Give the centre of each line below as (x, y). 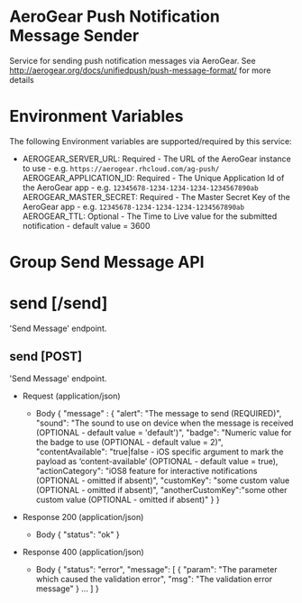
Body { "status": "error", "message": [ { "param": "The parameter (156, 569)
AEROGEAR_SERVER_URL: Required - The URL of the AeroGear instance (156, 159)
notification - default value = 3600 (86, 225)
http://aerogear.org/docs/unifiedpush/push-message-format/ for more (140, 70)
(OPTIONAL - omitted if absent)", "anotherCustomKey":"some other (161, 489)
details (22, 79)
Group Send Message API (107, 262)
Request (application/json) (71, 396)
